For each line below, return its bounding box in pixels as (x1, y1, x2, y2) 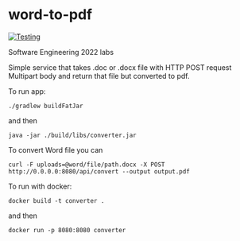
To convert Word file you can (8, 145, 103, 154)
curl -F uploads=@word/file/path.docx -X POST (8, 161, 165, 169)
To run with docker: (8, 181, 72, 191)
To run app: (8, 86, 46, 96)
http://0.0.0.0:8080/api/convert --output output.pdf (8, 167, 191, 176)
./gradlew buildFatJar (8, 102, 83, 110)
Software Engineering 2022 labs (8, 47, 114, 56)
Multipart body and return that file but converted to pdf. (8, 71, 190, 80)
